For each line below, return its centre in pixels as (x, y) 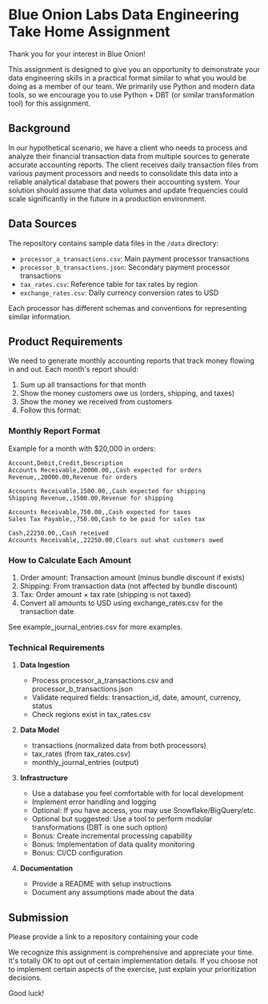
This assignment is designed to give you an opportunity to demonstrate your (134, 69)
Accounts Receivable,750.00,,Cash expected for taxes (100, 512)
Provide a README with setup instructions (102, 884)
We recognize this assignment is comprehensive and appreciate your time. (131, 952)
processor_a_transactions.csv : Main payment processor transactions (134, 258)
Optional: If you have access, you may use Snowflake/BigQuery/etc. (144, 811)
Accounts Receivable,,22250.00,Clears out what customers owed (116, 540)
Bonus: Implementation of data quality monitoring (113, 844)
